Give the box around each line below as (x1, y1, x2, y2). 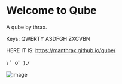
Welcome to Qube (6, 4, 97, 17)
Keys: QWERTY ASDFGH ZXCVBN (6, 35, 90, 42)
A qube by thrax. (6, 23, 47, 31)
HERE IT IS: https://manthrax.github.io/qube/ (6, 46, 116, 54)
